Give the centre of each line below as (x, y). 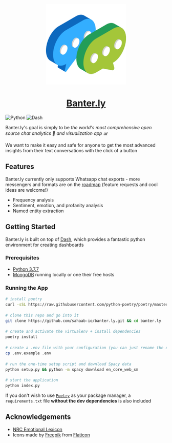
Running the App (27, 288)
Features (20, 167)
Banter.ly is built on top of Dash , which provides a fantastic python (75, 239)
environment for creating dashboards (45, 245)
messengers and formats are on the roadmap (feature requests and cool (81, 184)
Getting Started (30, 227)
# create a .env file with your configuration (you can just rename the (84, 348)
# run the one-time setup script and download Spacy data (68, 364)
